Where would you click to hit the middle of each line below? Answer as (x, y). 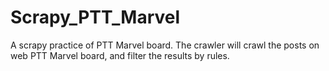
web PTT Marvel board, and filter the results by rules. (120, 55)
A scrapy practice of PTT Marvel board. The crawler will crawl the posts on (165, 45)
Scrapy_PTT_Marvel (95, 17)
